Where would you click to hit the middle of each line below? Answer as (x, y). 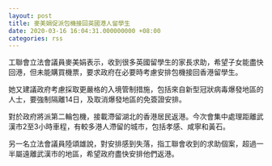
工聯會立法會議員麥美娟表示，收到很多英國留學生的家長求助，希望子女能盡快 (136, 62)
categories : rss (36, 38)
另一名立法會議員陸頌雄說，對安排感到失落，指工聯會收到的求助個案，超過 (132, 144)
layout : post (30, 16)
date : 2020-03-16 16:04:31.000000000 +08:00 (85, 31)
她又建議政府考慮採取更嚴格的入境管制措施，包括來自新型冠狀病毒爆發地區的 (136, 89)
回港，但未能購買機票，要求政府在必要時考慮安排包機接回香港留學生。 (125, 73)
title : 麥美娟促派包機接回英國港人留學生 (70, 23)
